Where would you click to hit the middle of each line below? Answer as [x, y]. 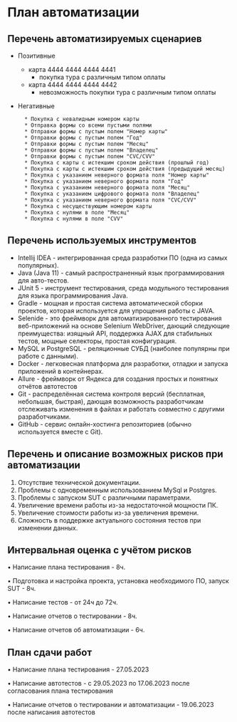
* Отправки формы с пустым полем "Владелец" [91, 150]
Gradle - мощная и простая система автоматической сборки [110, 303]
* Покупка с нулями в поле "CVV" [74, 219]
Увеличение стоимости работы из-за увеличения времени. [108, 513]
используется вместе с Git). [60, 431]
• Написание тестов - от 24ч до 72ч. [63, 602]
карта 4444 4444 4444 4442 [73, 85]
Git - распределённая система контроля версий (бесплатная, [112, 394]
